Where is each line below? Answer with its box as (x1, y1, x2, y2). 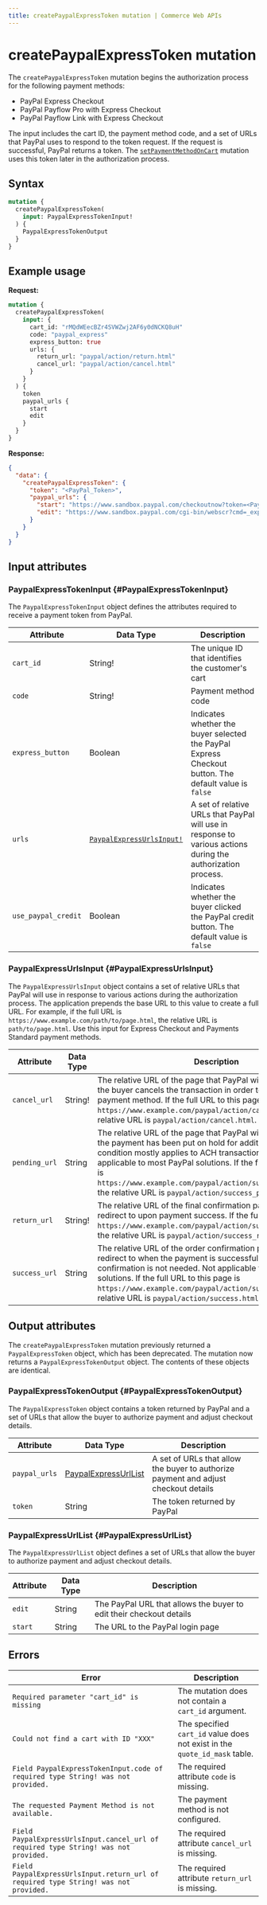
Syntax (8, 177, 44, 190)
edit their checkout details (94, 1608, 192, 1619)
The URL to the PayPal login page (94, 1621, 220, 1632)
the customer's (190, 662, 248, 673)
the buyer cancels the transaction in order (97, 1084, 254, 1095)
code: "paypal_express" (29, 330, 109, 338)
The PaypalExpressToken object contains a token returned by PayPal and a (8, 1403, 250, 1413)
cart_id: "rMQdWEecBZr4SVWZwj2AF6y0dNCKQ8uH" (29, 323, 183, 331)
